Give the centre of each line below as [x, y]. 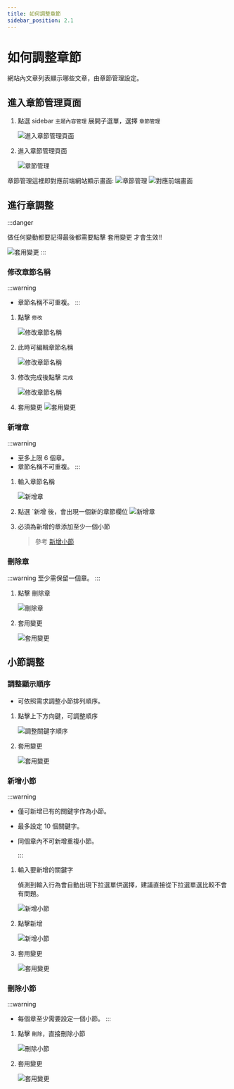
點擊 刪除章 [34, 593]
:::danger [20, 223]
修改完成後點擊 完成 [45, 377]
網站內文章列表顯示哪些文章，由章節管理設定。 [75, 78]
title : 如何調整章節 [34, 14]
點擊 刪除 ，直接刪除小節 [51, 1034]
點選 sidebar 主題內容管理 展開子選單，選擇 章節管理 [89, 121]
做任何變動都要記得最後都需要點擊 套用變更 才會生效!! [85, 238]
